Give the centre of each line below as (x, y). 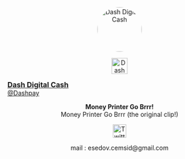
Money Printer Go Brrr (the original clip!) (120, 114)
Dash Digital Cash (38, 84)
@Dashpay (23, 93)
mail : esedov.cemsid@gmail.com (120, 148)
